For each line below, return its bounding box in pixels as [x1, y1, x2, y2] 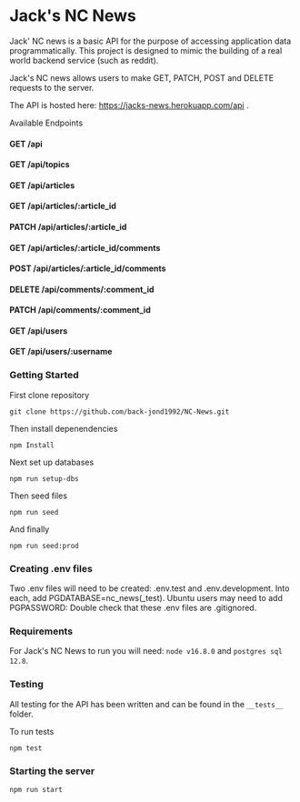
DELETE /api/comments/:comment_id [9, 284, 155, 295]
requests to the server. [9, 82, 95, 93]
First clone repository [9, 389, 90, 400]
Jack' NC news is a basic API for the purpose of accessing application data [9, 35, 292, 46]
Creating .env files [9, 562, 93, 575]
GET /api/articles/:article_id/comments [9, 242, 161, 253]
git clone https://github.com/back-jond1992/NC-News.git [9, 406, 230, 416]
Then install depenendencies [9, 423, 118, 434]
